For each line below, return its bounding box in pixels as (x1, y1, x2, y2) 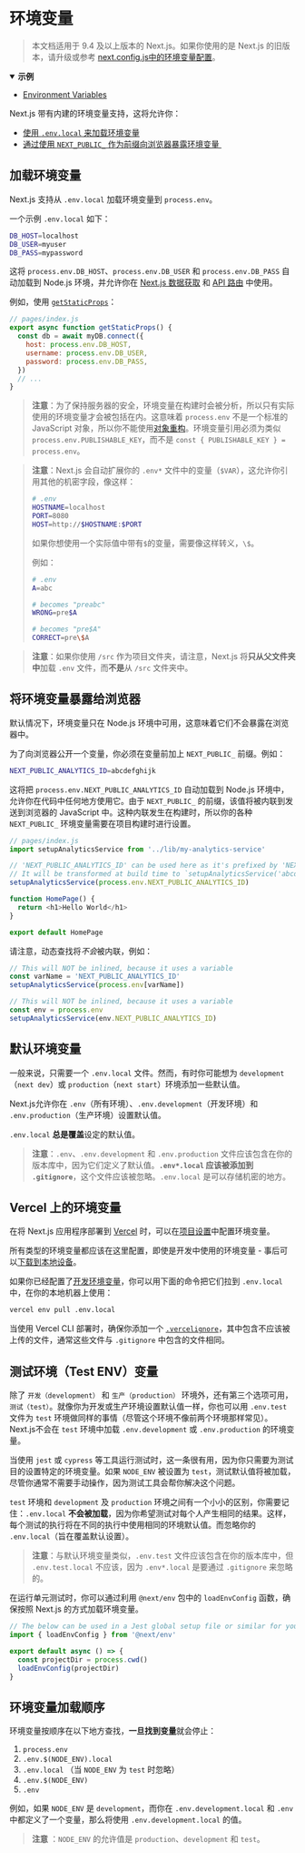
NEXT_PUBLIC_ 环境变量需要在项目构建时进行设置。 (9, 818, 196, 829)
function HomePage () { (9, 894, 95, 904)
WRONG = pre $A (31, 608, 77, 617)
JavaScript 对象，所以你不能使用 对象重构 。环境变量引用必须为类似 (31, 423, 281, 433)
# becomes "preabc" (31, 600, 106, 609)
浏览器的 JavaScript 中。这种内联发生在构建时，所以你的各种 (25, 807, 253, 818)
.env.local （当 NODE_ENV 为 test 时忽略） (22, 1764, 180, 1776)
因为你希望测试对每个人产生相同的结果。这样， (115, 1508, 291, 1519)
